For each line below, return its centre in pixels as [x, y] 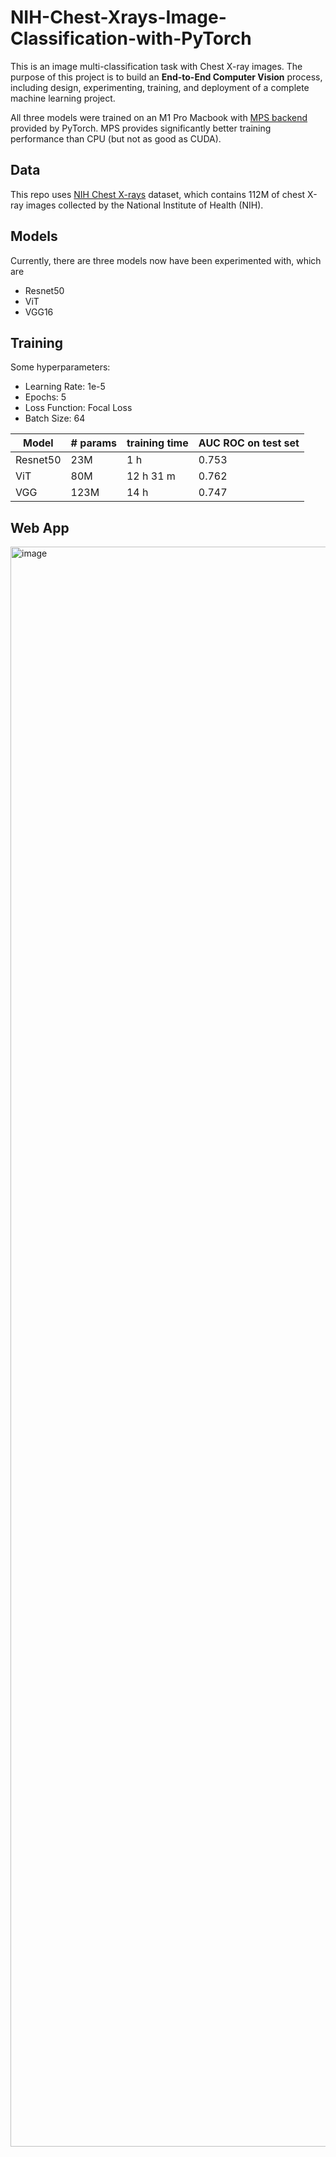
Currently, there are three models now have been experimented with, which [166, 260]
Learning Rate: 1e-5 [65, 387]
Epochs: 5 [45, 397]
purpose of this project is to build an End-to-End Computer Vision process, [166, 77]
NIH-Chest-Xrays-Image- [118, 17]
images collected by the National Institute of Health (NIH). [144, 205]
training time [157, 443]
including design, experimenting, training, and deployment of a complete [160, 87]
